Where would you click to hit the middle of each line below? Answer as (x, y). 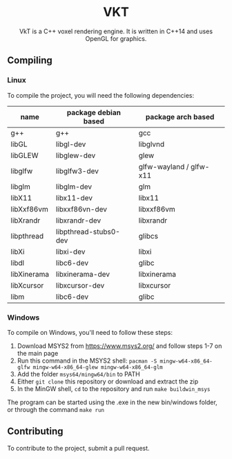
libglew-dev (76, 155)
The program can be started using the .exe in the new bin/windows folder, (112, 402)
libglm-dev (74, 187)
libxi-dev (70, 252)
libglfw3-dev (77, 171)
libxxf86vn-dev (81, 209)
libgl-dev (71, 144)
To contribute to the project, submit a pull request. (78, 448)
